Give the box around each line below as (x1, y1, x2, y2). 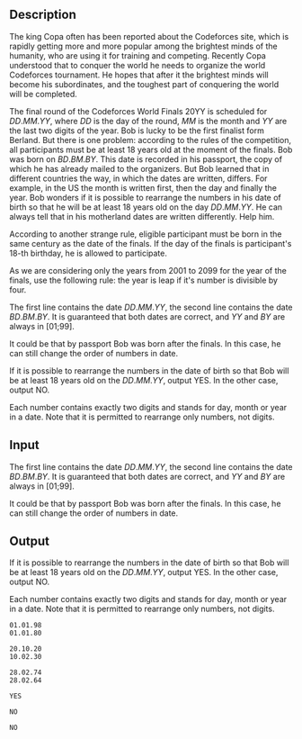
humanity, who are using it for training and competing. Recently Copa (9, 50, 267, 61)
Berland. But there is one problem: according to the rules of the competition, (9, 134, 292, 145)
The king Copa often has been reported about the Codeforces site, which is (9, 31, 289, 41)
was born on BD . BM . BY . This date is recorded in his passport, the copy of (9, 153, 283, 165)
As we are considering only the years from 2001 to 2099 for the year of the (9, 265, 288, 275)
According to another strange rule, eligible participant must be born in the (9, 229, 282, 239)
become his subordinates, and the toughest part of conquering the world (9, 78, 280, 89)
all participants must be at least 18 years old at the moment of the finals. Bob (9, 144, 293, 155)
